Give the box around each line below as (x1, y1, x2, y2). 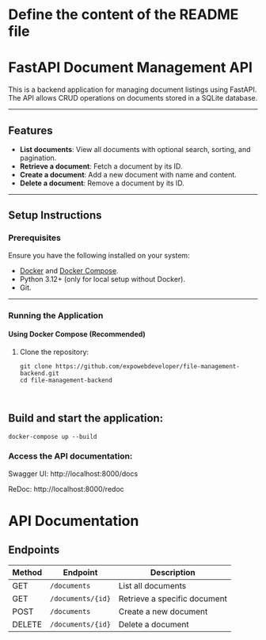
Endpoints (8, 543, 60, 557)
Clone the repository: (19, 347, 89, 356)
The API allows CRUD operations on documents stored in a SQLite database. (8, 93, 258, 103)
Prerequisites (8, 232, 61, 243)
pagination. (19, 153, 57, 162)
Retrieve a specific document (118, 592, 228, 604)
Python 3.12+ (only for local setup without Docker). (19, 274, 186, 284)
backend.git (19, 369, 59, 377)
